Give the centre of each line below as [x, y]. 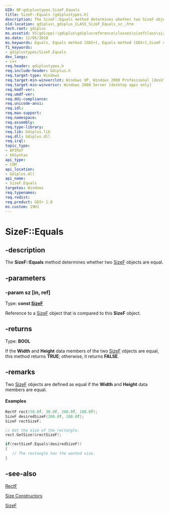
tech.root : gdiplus [26, 29]
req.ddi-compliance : [27, 99]
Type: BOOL [18, 341]
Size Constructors [24, 496]
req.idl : [14, 108]
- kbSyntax [17, 155]
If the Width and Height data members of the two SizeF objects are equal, [82, 351]
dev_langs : [17, 57]
